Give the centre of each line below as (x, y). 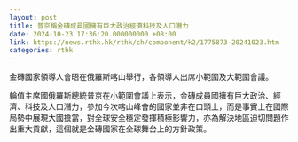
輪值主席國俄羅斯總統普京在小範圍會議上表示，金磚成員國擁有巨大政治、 (141, 96)
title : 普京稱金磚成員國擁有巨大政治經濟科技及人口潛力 (99, 26)
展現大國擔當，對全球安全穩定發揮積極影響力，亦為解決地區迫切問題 (157, 118)
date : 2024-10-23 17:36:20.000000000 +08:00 (93, 34)
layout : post (33, 17)
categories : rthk (41, 51)
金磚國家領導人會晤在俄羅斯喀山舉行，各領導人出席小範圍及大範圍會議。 (141, 77)
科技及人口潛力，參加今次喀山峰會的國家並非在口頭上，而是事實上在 (149, 106)
